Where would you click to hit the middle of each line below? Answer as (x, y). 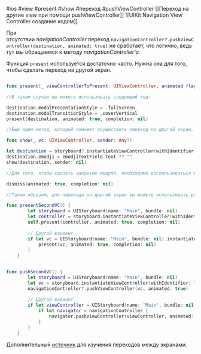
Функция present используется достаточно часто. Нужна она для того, (97, 63)
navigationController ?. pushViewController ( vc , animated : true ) (108, 289)
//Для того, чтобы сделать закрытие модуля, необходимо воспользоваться (99, 173)
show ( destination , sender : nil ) (46, 162)
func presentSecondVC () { (38, 206)
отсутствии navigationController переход (58, 39)
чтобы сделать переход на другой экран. (59, 70)
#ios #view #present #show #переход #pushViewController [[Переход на (98, 9)
